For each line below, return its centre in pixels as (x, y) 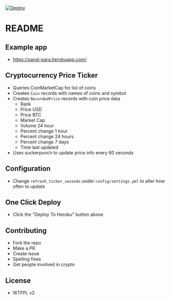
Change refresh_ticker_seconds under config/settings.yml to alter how (89, 181)
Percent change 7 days (45, 142)
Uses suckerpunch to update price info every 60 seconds (73, 152)
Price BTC (31, 115)
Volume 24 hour (37, 125)
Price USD (31, 109)
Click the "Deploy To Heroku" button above (58, 214)
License (18, 280)
